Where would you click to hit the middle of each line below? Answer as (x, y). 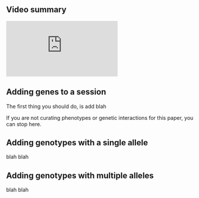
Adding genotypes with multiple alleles (80, 175)
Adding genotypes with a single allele (77, 143)
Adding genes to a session (56, 92)
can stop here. (24, 124)
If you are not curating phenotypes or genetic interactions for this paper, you (100, 117)
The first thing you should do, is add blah (56, 106)
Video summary (36, 10)
